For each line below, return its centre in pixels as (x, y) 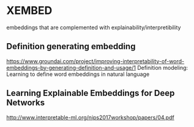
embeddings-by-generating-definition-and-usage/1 (71, 67)
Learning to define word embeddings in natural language (78, 74)
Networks (25, 103)
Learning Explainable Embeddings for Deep (91, 93)
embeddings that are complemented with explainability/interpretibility (94, 27)
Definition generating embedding (71, 46)
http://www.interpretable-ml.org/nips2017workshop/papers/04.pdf (90, 117)
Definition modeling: (163, 67)
